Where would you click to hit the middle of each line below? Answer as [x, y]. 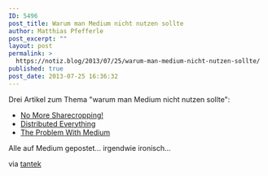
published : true [36, 69]
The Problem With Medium [65, 132]
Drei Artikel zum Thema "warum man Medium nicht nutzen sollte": [119, 99]
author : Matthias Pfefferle [56, 31]
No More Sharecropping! [62, 115]
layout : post [31, 46]
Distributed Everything [58, 123]
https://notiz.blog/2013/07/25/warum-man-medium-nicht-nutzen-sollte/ [138, 62]
